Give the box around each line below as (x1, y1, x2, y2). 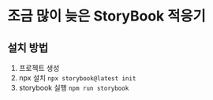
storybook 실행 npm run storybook (18, 83, 129, 92)
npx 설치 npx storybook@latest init (18, 73, 136, 83)
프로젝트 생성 (18, 64, 60, 72)
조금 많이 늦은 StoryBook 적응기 (7, 7, 206, 25)
